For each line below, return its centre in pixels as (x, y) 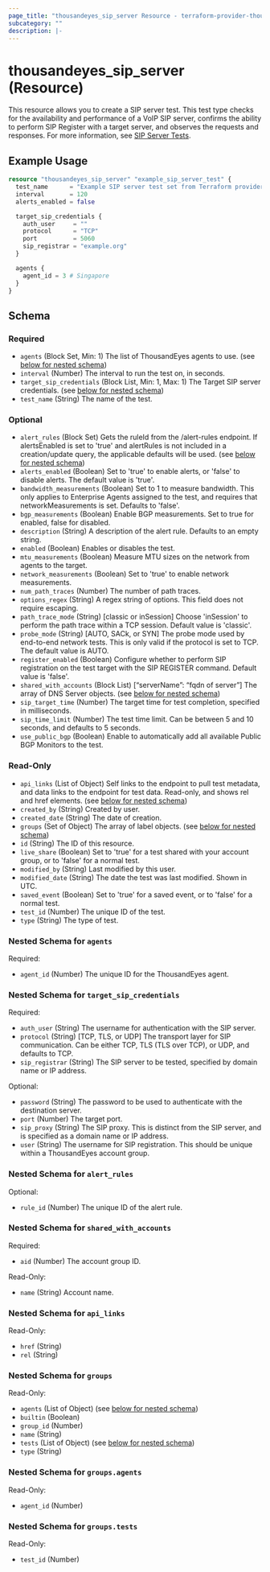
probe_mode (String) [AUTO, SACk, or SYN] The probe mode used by (132, 634)
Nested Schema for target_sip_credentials (94, 994)
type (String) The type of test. (69, 920)
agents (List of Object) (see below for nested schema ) (109, 1409)
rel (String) (39, 1355)
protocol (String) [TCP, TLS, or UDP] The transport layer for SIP (125, 1037)
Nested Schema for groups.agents (75, 1472)
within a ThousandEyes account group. (85, 1153)
